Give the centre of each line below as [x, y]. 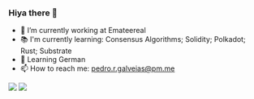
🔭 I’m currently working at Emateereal [83, 31]
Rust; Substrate [46, 51]
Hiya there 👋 [33, 13]
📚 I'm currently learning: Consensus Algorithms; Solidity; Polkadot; [133, 39]
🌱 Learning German [53, 60]
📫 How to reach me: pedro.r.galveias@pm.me [97, 68]
